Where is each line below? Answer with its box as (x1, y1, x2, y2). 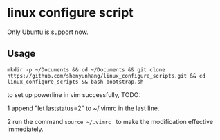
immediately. (7, 125, 44, 133)
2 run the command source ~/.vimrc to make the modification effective (7, 117, 213, 125)
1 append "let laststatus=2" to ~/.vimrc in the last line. (7, 104, 160, 112)
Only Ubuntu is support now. (7, 28, 89, 36)
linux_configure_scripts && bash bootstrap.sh (7, 78, 144, 85)
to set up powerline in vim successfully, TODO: (7, 90, 140, 98)
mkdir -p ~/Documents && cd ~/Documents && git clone (7, 66, 166, 73)
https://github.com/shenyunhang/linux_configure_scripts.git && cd (7, 72, 206, 79)
